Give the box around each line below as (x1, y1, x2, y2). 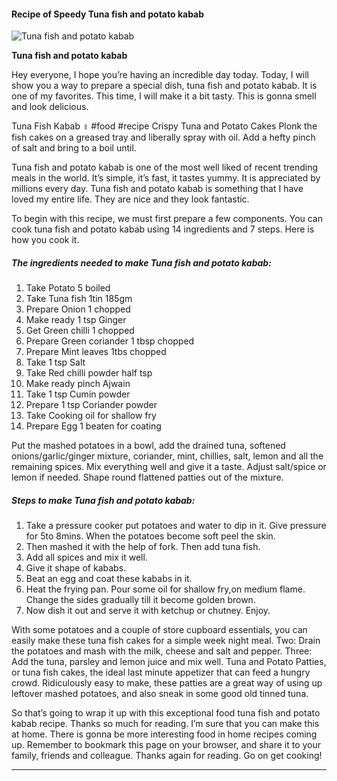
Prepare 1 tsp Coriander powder (25, 399, 158, 411)
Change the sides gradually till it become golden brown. (25, 594, 256, 606)
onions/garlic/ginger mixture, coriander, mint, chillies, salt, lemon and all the (11, 450, 324, 462)
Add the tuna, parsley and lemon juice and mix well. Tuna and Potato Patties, (11, 656, 327, 668)
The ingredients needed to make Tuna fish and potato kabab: (11, 256, 272, 269)
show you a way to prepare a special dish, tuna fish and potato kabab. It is (11, 80, 318, 92)
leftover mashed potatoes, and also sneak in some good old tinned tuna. (11, 688, 309, 700)
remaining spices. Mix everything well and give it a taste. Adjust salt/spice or (11, 461, 327, 473)
